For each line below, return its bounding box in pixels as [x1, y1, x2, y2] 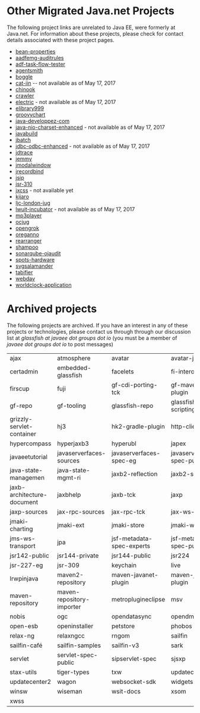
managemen [9, 473, 45, 481]
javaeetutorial [9, 452, 48, 461]
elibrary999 [15, 104, 44, 112]
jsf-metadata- [111, 534, 153, 543]
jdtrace [15, 148, 33, 156]
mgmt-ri [56, 473, 81, 481]
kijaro [15, 193, 29, 200]
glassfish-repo [111, 401, 154, 410]
